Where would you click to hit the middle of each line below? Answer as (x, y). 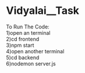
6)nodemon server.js (31, 63)
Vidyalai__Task (43, 11)
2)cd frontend (23, 39)
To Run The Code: (28, 27)
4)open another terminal (35, 51)
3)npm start (20, 45)
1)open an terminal (28, 32)
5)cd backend (23, 57)
